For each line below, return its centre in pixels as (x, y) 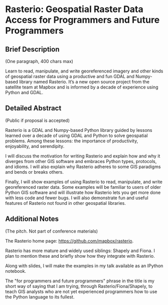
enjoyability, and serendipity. (35, 146)
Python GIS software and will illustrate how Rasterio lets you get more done (83, 192)
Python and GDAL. (24, 92)
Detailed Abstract (33, 108)
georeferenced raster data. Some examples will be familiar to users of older (83, 187)
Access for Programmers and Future (82, 20)
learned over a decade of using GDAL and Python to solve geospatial (76, 135)
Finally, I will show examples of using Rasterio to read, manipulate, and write (84, 182)
